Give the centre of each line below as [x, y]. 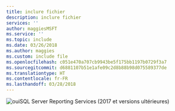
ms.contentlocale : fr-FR [37, 79]
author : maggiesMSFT [32, 28]
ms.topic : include [29, 40]
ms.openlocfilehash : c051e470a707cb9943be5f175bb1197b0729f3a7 [87, 62]
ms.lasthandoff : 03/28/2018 [41, 85]
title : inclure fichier [36, 12]
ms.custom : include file [37, 56]
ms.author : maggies [30, 51]
